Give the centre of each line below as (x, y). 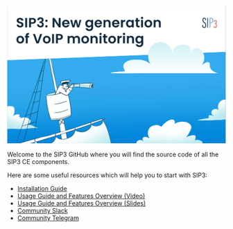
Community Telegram (48, 218)
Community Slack (42, 211)
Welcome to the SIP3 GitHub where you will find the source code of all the (113, 154)
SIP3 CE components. (38, 162)
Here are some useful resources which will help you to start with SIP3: (107, 175)
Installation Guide (42, 189)
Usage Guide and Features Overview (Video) (81, 196)
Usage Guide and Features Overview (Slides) (81, 203)
